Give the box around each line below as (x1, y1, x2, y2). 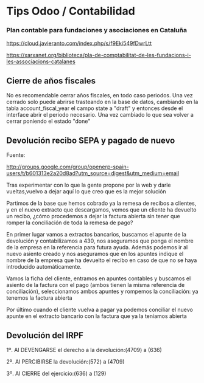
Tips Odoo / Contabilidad (6, 4, 135, 18)
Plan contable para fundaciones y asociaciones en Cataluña (6, 26, 188, 35)
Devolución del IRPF (6, 330, 84, 340)
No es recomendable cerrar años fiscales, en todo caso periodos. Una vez (6, 92, 193, 99)
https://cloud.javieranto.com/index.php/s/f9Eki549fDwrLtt (6, 40, 152, 47)
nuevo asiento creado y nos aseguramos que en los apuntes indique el (6, 250, 184, 258)
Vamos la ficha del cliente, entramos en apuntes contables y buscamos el (6, 275, 191, 282)
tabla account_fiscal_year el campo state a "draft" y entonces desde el (6, 105, 183, 112)
